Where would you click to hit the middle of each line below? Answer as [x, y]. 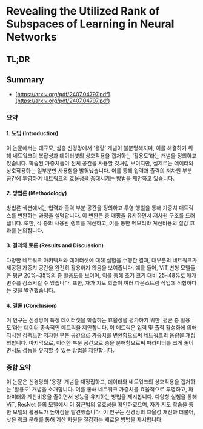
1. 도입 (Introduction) [32, 133]
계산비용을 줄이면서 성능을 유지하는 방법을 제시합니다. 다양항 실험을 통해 [112, 397]
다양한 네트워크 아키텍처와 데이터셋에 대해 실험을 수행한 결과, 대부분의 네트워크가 [102, 260]
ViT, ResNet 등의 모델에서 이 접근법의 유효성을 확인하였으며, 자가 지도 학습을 [97, 405]
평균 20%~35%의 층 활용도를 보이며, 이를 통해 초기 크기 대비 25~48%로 [99, 275]
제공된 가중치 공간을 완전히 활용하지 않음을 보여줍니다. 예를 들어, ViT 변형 [93, 267]
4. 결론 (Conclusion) [32, 305]
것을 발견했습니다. [34, 290]
